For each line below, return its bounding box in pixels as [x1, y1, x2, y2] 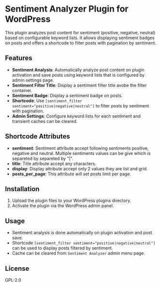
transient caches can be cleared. [12, 118, 78, 124]
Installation [5, 185, 40, 193]
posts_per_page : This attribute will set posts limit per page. [12, 171, 132, 177]
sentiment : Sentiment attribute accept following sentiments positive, [12, 145, 149, 151]
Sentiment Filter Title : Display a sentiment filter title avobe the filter [12, 82, 147, 88]
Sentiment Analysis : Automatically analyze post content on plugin [12, 67, 145, 73]
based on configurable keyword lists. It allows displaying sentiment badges [5, 35, 155, 41]
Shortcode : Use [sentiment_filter [12, 98, 82, 104]
